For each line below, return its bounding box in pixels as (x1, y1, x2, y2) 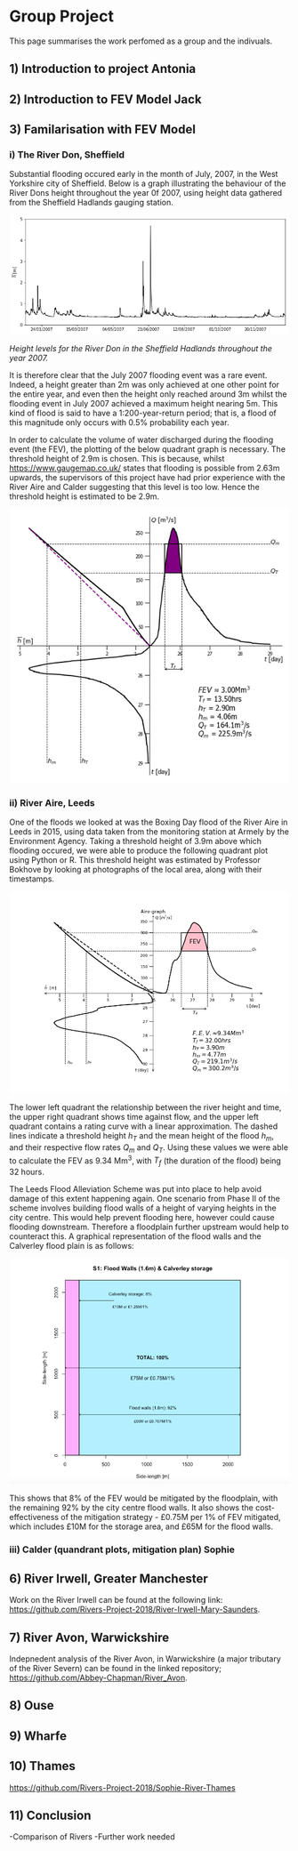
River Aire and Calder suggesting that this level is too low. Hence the (9, 482, 260, 492)
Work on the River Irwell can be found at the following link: (9, 1595, 223, 1606)
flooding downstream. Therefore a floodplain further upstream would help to (9, 1221, 289, 1233)
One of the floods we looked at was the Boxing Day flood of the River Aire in (9, 817, 288, 828)
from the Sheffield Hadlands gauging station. (9, 197, 173, 208)
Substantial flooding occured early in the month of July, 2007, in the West (9, 169, 278, 180)
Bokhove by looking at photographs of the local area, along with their (9, 865, 262, 875)
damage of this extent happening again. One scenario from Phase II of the (9, 1194, 280, 1204)
